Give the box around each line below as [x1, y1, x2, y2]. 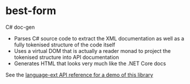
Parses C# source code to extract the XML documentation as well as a [13, 35, 185, 42]
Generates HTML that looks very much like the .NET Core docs [13, 60, 167, 67]
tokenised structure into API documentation [13, 53, 120, 61]
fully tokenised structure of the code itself [13, 41, 116, 48]
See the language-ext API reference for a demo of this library [5, 71, 154, 78]
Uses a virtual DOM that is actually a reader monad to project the [13, 47, 171, 54]
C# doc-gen [5, 23, 35, 31]
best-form [5, 4, 56, 18]
